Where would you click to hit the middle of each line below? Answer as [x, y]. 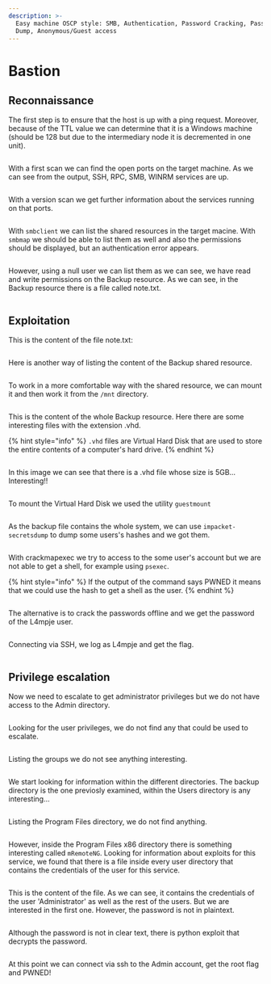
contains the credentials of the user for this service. [94, 870]
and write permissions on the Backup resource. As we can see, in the [123, 280]
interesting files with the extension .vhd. [75, 426]
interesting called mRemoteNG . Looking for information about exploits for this [132, 853]
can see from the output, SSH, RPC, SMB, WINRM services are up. [119, 177]
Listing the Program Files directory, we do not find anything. [108, 822]
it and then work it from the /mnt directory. [79, 394]
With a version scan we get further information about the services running [131, 200]
